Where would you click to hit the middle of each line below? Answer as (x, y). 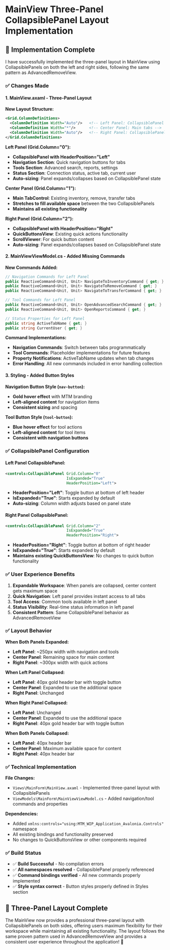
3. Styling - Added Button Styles (40, 375)
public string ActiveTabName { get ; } (46, 323)
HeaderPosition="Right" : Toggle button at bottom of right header (81, 545)
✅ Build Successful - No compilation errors (58, 864)
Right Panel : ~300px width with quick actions (60, 662)
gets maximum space (35, 591)
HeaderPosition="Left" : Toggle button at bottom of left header (78, 492)
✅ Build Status (23, 853)
